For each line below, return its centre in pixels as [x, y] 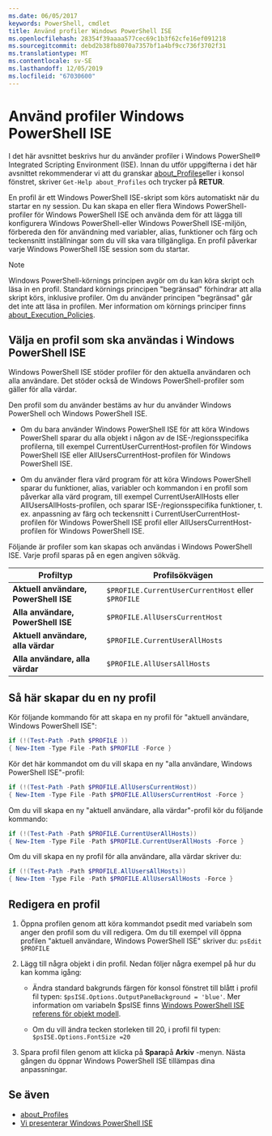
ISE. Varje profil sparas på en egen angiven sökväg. [94, 555]
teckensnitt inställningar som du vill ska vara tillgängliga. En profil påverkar [133, 240]
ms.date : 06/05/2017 [43, 16]
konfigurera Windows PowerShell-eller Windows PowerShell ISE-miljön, [127, 223]
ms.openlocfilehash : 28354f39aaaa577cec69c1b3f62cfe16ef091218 [117, 38]
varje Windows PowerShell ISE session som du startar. [99, 249]
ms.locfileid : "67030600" [52, 76]
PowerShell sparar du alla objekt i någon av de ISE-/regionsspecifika [134, 438]
